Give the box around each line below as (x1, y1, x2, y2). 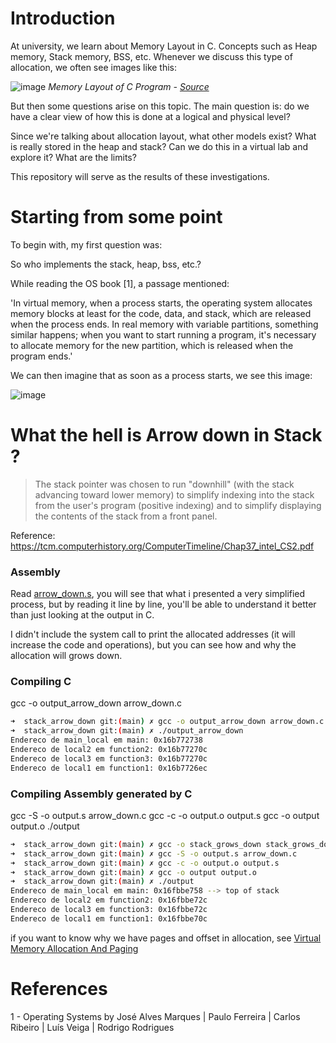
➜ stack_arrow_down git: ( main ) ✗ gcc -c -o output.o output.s (10, 858, 280, 868)
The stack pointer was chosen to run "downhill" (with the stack (34, 478, 295, 490)
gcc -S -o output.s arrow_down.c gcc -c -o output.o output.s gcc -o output (10, 809, 320, 821)
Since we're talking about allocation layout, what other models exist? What (10, 130, 317, 142)
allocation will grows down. (10, 650, 123, 662)
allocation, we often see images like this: (10, 61, 178, 73)
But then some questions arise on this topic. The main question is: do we (10, 100, 310, 112)
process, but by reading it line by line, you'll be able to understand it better (10, 598, 317, 611)
